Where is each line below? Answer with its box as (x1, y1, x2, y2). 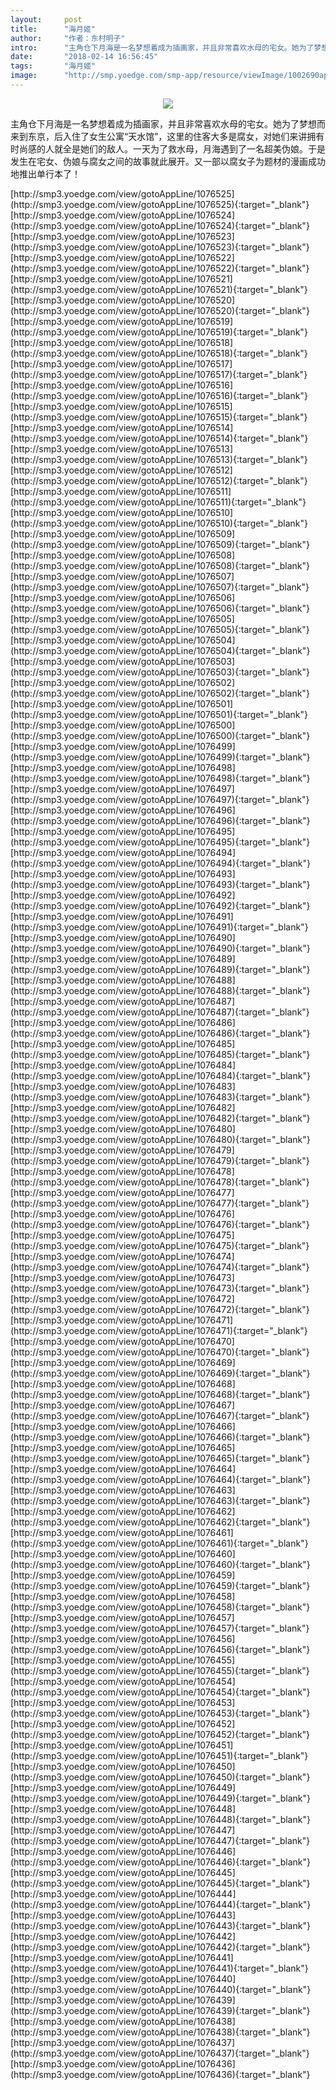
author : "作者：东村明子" (10, 33, 126, 43)
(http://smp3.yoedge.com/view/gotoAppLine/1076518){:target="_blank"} (10, 347, 308, 359)
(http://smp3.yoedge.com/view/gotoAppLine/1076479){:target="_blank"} (10, 1154, 310, 1166)
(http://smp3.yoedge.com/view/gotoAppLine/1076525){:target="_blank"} (10, 198, 310, 210)
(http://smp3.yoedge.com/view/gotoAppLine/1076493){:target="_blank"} (10, 878, 311, 890)
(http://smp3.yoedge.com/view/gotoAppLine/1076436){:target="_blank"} (10, 2068, 311, 2080)
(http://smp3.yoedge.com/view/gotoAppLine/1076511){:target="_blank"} (10, 496, 307, 508)
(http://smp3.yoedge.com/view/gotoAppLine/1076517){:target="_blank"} (10, 368, 308, 380)
